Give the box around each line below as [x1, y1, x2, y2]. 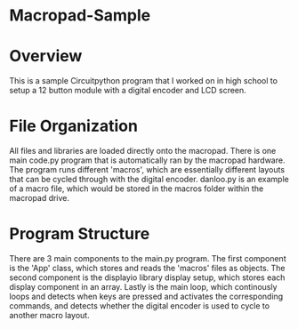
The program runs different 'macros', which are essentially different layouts [9, 164, 286, 175]
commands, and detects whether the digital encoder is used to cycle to [9, 301, 270, 311]
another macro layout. [9, 310, 91, 320]
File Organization [9, 116, 138, 136]
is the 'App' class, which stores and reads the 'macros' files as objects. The [9, 263, 286, 273]
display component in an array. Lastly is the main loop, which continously [9, 282, 278, 292]
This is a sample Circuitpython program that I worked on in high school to [9, 76, 278, 86]
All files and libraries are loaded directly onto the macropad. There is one [9, 146, 277, 156]
